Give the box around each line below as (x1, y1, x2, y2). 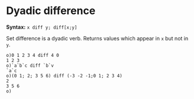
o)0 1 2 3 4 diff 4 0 (6, 52, 60, 58)
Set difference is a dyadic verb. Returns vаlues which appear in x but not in (6, 35, 189, 42)
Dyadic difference (6, 4, 96, 18)
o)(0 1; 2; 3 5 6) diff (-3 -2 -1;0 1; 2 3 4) (6, 73, 123, 78)
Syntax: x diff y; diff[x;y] (6, 23, 78, 30)
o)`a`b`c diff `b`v (6, 63, 54, 69)
